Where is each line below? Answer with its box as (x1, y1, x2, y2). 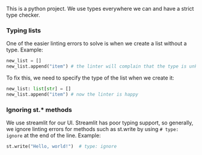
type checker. (6, 11, 40, 19)
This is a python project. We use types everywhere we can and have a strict (6, 5, 194, 12)
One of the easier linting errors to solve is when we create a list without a (6, 40, 188, 47)
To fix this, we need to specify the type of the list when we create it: (6, 74, 174, 81)
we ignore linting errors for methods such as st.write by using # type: (6, 126, 179, 133)
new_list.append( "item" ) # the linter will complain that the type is (6, 63, 187, 69)
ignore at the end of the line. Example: (6, 132, 101, 139)
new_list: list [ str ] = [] (6, 86, 71, 92)
